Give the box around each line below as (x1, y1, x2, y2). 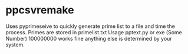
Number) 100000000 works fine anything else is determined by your (5, 35, 172, 42)
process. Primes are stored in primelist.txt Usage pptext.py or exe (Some (5, 28, 182, 35)
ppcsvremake (5, 3, 74, 17)
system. (5, 41, 25, 48)
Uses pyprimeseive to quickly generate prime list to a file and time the (5, 23, 175, 30)
